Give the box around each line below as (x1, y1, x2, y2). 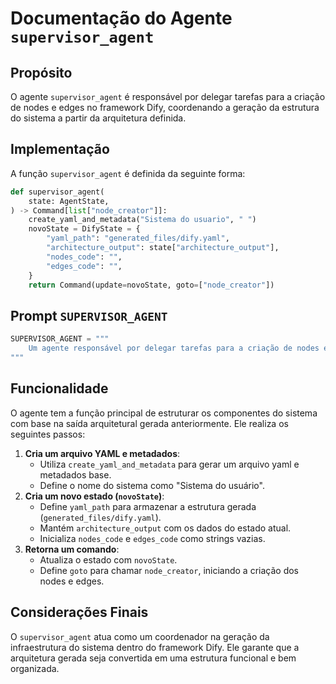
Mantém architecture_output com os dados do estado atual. (39, 522, 292, 534)
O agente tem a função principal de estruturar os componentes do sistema (10, 407, 318, 419)
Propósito (10, 64, 73, 81)
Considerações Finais (10, 604, 149, 621)
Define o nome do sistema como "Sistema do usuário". (39, 479, 265, 491)
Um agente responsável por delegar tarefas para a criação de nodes (28, 343, 320, 354)
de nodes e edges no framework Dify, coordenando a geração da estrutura (10, 102, 320, 113)
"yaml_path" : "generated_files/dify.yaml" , (46, 233, 230, 244)
